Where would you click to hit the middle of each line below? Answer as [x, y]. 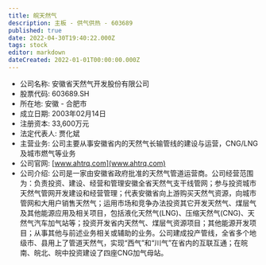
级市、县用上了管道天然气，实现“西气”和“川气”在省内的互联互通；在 [130, 243]
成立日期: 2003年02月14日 [63, 113]
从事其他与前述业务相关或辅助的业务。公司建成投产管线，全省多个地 [145, 232]
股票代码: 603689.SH [54, 93]
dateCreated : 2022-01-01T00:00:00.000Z [74, 60]
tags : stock [28, 45]
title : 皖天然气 [33, 16]
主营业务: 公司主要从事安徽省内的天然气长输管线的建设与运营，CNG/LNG [139, 143]
